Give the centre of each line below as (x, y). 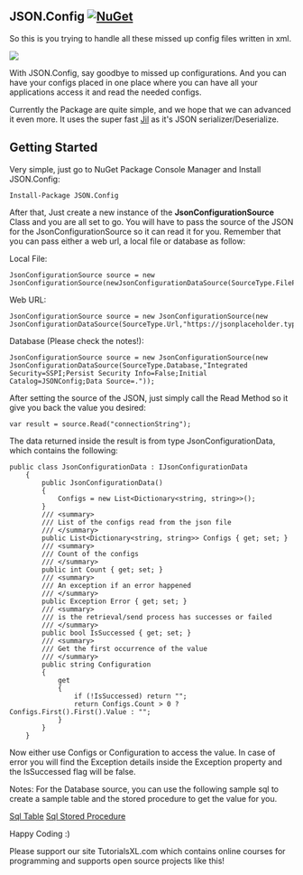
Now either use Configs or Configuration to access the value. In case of (142, 752)
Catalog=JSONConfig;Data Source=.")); (82, 381)
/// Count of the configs (91, 554)
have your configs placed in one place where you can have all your (134, 82)
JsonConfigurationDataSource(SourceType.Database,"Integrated (129, 365)
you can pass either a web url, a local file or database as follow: (128, 241)
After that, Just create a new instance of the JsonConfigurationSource (142, 212)
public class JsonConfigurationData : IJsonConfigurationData (129, 467)
